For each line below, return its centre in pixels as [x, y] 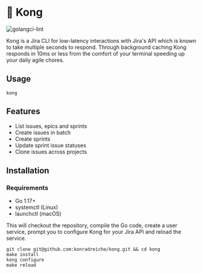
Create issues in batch [43, 132]
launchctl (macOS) [38, 214]
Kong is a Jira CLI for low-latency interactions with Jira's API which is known [101, 40]
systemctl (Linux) [36, 207]
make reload [21, 265]
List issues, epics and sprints [51, 126]
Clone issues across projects [51, 152]
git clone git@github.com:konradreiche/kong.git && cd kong [84, 249]
